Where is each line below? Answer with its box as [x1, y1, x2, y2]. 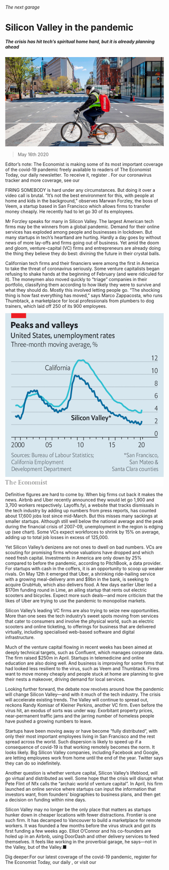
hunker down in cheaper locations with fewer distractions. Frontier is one [5, 812, 157, 818]
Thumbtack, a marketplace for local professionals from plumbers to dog [5, 298, 154, 304]
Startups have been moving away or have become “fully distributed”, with [5, 728, 157, 734]
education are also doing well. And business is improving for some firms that [5, 660, 164, 666]
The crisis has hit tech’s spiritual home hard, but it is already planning [5, 38, 155, 45]
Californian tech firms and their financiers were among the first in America [5, 260, 159, 266]
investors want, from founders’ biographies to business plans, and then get [5, 791, 161, 797]
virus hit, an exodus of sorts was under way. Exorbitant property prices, [5, 708, 153, 714]
